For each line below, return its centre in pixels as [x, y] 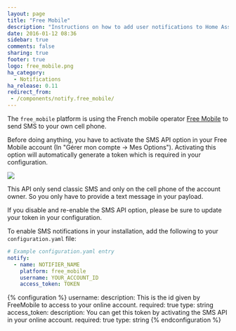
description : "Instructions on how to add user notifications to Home [113, 27]
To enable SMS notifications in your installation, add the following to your [113, 231]
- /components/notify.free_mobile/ [62, 99]
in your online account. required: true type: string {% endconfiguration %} [114, 320]
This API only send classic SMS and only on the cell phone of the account [114, 189]
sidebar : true [28, 40]
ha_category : [26, 72]
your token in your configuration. [55, 218]
